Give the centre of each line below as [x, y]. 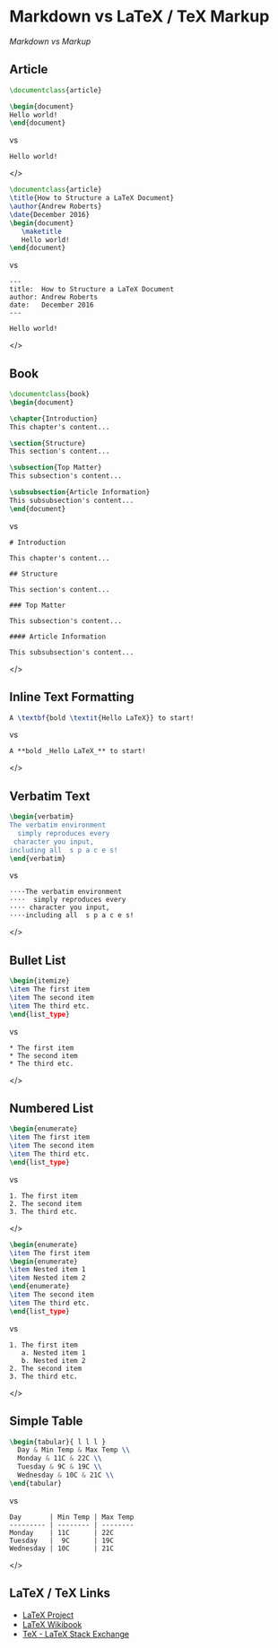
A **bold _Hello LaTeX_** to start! [78, 751]
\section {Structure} [48, 443]
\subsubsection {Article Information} [80, 492]
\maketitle [42, 231]
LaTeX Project [48, 1615]
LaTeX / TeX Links [60, 1593]
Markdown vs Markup [50, 41]
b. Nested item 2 [54, 1360]
